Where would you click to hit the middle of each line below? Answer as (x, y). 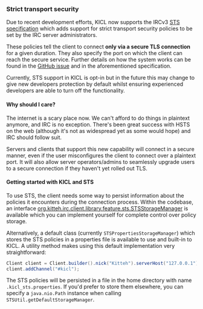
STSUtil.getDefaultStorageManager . (50, 300)
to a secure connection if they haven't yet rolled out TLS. (77, 168)
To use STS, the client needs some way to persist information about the (95, 195)
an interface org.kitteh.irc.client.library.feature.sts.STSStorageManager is (97, 208)
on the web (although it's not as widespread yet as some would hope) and (98, 131)
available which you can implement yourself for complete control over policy (101, 215)
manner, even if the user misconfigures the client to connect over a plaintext (101, 155)
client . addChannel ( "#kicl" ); (43, 269)
